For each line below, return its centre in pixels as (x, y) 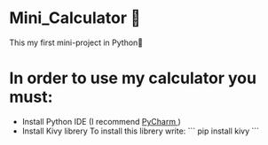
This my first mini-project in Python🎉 (76, 42)
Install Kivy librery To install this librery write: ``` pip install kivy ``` (141, 131)
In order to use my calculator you (133, 78)
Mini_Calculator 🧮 (75, 18)
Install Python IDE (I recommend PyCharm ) (101, 121)
